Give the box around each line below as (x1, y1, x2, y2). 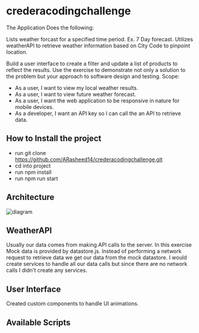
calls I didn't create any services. (6, 267, 88, 274)
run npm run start (14, 175, 59, 182)
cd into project (14, 162, 51, 169)
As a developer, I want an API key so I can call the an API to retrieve (14, 110, 181, 117)
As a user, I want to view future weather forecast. (14, 90, 136, 98)
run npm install (14, 168, 52, 175)
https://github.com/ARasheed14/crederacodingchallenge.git (14, 156, 163, 163)
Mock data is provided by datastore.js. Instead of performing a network (6, 247, 182, 255)
